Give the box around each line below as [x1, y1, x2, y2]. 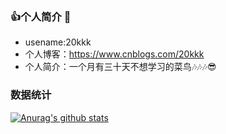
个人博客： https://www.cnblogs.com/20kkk [24, 48, 205, 60]
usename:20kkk [24, 36, 92, 48]
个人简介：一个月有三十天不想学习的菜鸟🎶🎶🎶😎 [24, 61, 217, 73]
